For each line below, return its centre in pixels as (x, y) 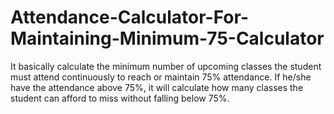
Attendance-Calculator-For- (129, 17)
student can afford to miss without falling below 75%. (120, 98)
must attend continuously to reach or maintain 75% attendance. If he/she (161, 77)
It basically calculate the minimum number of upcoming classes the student (166, 66)
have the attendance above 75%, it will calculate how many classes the (157, 87)
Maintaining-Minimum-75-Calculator (167, 38)
